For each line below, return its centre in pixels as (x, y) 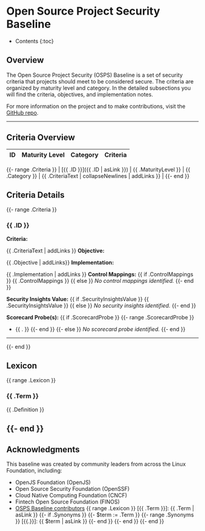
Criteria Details (36, 195)
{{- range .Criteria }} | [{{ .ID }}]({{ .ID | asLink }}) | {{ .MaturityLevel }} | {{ (98, 169)
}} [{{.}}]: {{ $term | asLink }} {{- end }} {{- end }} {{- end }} (90, 521)
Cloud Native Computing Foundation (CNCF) (71, 495)
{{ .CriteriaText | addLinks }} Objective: (56, 251)
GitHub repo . (22, 112)
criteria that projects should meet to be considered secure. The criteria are (100, 81)
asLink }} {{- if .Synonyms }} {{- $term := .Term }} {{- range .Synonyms (104, 515)
